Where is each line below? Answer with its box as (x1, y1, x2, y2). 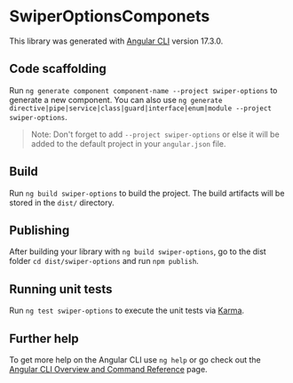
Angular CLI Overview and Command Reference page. (9, 364, 208, 374)
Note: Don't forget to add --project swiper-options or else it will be (30, 129, 280, 140)
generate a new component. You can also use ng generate (9, 94, 223, 105)
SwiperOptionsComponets (9, 6, 210, 27)
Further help (9, 331, 80, 346)
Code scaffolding (9, 61, 107, 76)
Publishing (9, 222, 70, 237)
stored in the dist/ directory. (9, 197, 115, 208)
